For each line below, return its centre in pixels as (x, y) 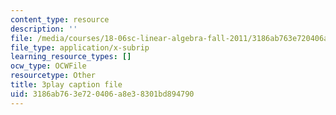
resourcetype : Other (53, 76)
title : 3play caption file (66, 85)
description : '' (44, 29)
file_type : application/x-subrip (80, 47)
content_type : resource (60, 19)
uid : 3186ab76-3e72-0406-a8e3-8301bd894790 (102, 94)
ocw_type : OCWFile (48, 66)
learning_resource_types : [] (71, 57)
